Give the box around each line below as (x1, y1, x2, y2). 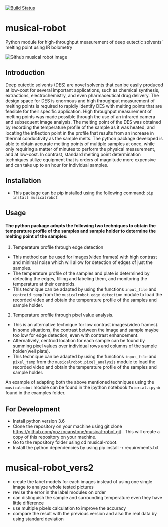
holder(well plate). (12, 348, 50, 354)
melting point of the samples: (5, 233, 68, 239)
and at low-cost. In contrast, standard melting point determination (5, 151, 141, 157)
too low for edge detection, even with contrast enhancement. (12, 332, 139, 338)
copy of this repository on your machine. (12, 434, 97, 440)
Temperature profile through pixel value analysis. (12, 312, 114, 318)
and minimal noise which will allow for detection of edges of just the (12, 259, 153, 266)
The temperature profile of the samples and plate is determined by (12, 270, 150, 276)
